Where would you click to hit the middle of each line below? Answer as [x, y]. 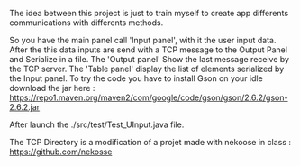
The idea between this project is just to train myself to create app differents [149, 13]
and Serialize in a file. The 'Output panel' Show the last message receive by [150, 59]
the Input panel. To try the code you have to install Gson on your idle [136, 78]
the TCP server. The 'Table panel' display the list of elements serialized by [147, 69]
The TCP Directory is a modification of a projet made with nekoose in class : [150, 142]
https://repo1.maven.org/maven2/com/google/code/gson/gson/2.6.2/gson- [149, 97]
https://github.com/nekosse [61, 152]
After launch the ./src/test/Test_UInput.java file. [97, 124]
